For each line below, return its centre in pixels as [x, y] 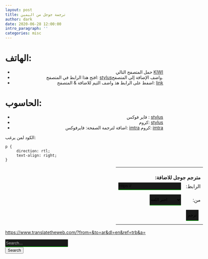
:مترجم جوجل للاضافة [178, 178]
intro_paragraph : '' [27, 29]
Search [15, 250]
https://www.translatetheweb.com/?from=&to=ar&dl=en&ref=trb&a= [76, 232]
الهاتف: [18, 58]
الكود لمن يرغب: [21, 137]
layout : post [19, 10]
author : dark [19, 19]
